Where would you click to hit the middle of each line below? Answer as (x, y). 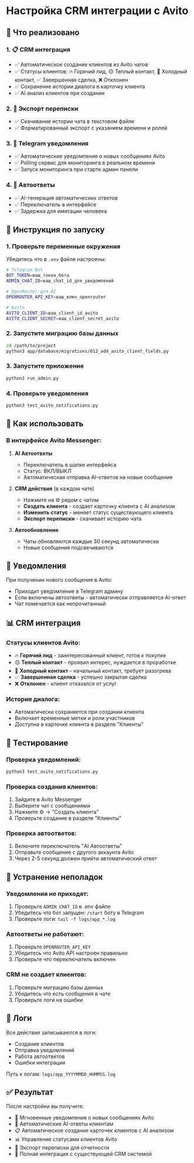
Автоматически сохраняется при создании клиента (79, 712)
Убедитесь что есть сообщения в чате (62, 994)
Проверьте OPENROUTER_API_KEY (52, 947)
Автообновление (36, 530)
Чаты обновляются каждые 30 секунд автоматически (91, 541)
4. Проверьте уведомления (47, 393)
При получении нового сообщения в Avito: (59, 580)
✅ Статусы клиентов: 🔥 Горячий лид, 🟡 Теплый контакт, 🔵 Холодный (101, 71)
